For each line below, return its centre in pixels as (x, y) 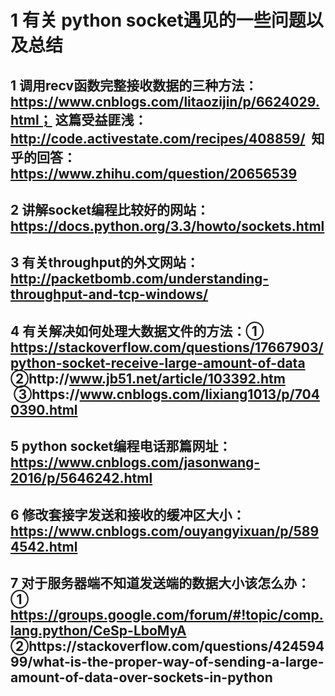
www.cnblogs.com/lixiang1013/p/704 (199, 394)
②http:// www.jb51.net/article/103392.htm (148, 378)
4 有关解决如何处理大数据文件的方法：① (137, 331)
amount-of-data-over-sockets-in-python (141, 677)
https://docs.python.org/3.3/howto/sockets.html (167, 226)
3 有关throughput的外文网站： (105, 262)
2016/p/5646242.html (81, 478)
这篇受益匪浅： (101, 119)
